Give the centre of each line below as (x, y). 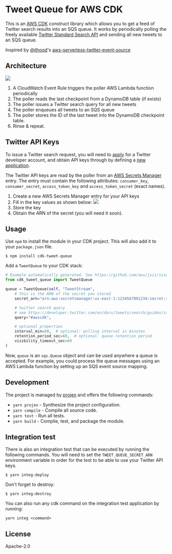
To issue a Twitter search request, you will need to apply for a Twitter (78, 154)
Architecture (26, 66)
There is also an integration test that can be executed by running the (77, 450)
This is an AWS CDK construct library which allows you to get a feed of (80, 24)
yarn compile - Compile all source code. (55, 410)
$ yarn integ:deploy (27, 475)
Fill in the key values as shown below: (52, 202)
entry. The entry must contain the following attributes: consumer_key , (77, 181)
